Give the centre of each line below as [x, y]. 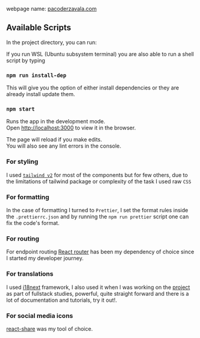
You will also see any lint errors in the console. [64, 146]
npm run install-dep [36, 75]
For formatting [28, 197]
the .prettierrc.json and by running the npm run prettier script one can [98, 216]
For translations [30, 274]
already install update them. [41, 94]
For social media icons [40, 316]
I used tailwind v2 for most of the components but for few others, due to [97, 175]
